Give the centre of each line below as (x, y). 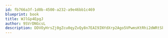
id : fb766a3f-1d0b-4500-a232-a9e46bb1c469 (50, 10)
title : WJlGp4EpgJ (24, 19)
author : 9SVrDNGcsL (25, 23)
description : (19, 28)
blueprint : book (22, 14)
